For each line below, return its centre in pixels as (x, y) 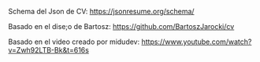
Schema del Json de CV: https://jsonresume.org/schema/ (101, 11)
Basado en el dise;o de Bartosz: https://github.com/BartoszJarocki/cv (121, 26)
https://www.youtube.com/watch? (197, 42)
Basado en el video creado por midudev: (74, 42)
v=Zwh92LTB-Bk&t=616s (48, 50)
